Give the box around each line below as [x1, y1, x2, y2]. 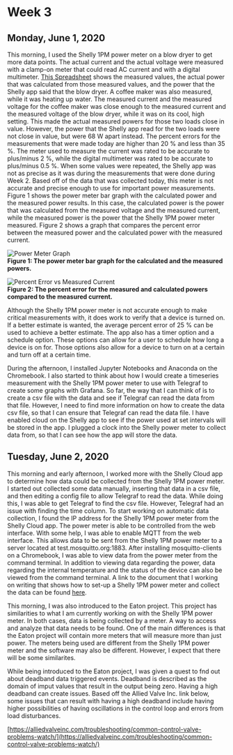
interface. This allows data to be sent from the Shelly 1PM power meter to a [7, 536, 223, 544]
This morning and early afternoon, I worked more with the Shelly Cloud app [7, 469, 223, 478]
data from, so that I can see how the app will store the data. [7, 431, 177, 439]
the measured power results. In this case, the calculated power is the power [7, 199, 225, 207]
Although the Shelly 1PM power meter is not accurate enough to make [7, 306, 207, 314]
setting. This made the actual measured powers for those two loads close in [7, 117, 225, 126]
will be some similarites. [7, 653, 76, 661]
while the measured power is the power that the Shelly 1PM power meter [7, 214, 215, 222]
